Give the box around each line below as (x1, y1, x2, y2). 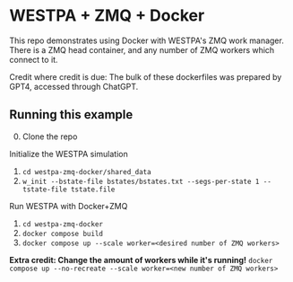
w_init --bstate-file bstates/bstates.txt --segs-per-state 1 (22, 177, 260, 186)
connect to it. (9, 54, 58, 65)
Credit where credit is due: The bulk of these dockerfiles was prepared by (9, 71, 282, 82)
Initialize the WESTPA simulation (9, 148, 128, 159)
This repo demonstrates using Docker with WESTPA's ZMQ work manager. (9, 35, 284, 46)
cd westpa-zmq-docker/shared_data (22, 167, 151, 176)
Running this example (9, 107, 134, 122)
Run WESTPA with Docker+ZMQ (9, 200, 128, 211)
